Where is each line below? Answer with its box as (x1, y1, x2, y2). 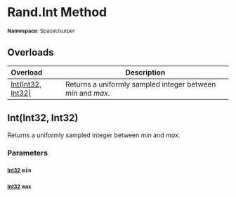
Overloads (7, 46, 54, 58)
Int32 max (7, 183, 32, 190)
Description (125, 68, 166, 77)
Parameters (7, 148, 48, 158)
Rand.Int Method (7, 4, 107, 20)
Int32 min (7, 167, 32, 174)
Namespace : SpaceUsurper (7, 27, 75, 34)
